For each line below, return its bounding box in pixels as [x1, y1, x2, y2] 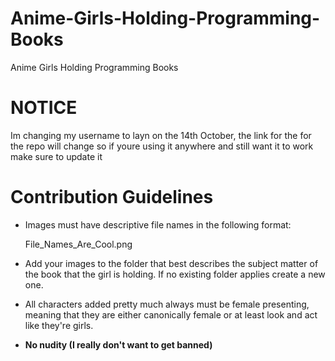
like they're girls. [24, 319, 94, 331]
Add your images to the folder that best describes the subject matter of [24, 257, 319, 269]
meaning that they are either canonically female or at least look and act [24, 308, 318, 321]
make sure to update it [10, 150, 103, 162]
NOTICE [10, 97, 78, 119]
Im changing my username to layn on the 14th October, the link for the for [10, 129, 312, 141]
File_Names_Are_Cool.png [24, 238, 133, 250]
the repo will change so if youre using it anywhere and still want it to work [10, 140, 314, 152]
